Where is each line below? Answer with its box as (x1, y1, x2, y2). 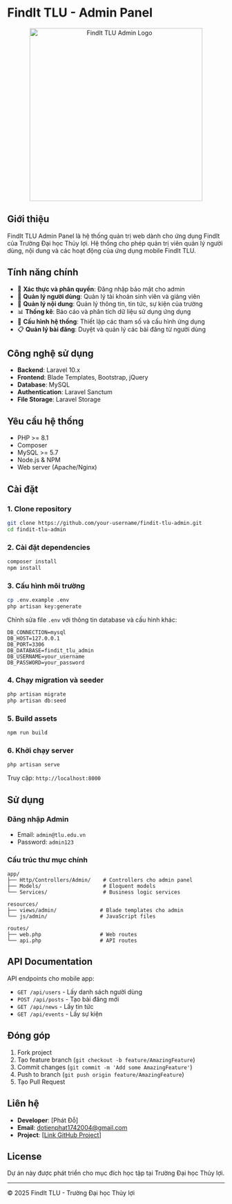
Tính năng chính (7, 266, 79, 278)
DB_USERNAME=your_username (7, 653, 85, 660)
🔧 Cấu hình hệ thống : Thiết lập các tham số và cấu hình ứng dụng (17, 317, 205, 326)
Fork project (17, 1048, 52, 1056)
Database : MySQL (17, 380, 70, 389)
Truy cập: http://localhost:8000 (7, 774, 101, 782)
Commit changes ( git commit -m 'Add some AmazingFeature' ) (17, 1063, 193, 1071)
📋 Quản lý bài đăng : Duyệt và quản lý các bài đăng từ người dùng (17, 325, 206, 333)
